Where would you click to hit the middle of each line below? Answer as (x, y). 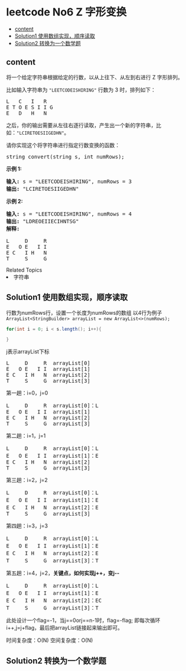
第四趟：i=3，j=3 (27, 526)
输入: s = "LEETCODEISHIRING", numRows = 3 (69, 181)
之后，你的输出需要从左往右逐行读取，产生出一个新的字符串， (81, 125)
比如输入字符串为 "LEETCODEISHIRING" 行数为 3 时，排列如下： (81, 90)
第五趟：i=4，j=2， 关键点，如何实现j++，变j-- (63, 573)
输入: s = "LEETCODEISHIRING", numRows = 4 (69, 214)
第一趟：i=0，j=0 (27, 393)
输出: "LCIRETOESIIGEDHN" (43, 189)
